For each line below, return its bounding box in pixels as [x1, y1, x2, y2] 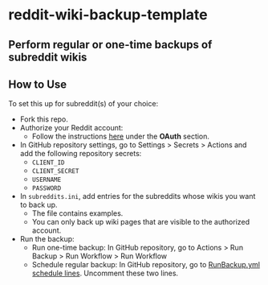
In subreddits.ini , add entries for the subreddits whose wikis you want [19, 192, 256, 201]
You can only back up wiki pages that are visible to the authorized [31, 217, 250, 227]
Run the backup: [19, 234, 75, 244]
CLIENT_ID [31, 159, 66, 167]
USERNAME [31, 176, 62, 184]
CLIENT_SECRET [31, 167, 79, 176]
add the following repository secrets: [19, 149, 142, 159]
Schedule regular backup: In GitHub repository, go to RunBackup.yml [31, 260, 261, 270]
